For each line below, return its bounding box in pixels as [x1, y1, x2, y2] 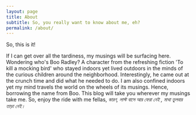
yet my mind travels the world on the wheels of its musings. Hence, [6, 83, 169, 91]
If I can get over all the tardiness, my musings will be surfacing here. [6, 52, 171, 59]
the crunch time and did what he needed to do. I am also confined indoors [6, 77, 185, 84]
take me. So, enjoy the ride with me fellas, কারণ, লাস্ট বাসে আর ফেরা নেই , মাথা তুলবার [6, 96, 183, 103]
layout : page [6, 8, 38, 15]
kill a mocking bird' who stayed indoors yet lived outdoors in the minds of [6, 65, 183, 72]
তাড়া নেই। [6, 103, 25, 110]
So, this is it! [6, 41, 36, 48]
